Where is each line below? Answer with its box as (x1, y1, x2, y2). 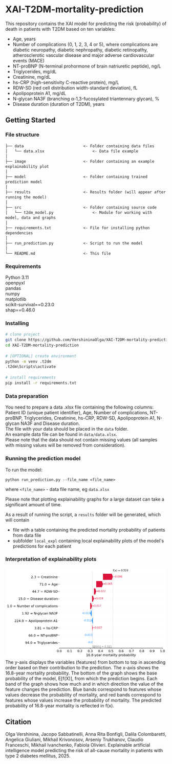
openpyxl (5, 280, 25, 286)
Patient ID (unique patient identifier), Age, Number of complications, (5, 410, 149, 416)
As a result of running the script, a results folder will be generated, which (5, 511, 161, 518)
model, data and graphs (5, 215, 56, 220)
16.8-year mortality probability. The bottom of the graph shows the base (5, 670, 157, 676)
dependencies (5, 230, 33, 236)
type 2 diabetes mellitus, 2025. (5, 753, 71, 759)
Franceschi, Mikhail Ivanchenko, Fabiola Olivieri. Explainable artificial (5, 742, 150, 748)
